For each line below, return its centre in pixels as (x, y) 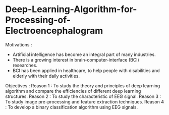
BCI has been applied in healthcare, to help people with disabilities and (86, 70)
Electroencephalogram (54, 31)
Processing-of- (38, 20)
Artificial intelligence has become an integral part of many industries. (84, 54)
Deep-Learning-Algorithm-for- (71, 9)
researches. (25, 65)
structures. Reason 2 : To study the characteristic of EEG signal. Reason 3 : (83, 96)
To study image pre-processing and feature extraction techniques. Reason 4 (85, 101)
